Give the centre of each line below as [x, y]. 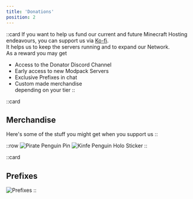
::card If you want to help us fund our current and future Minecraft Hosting [97, 34]
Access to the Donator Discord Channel [63, 64]
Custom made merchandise [48, 83]
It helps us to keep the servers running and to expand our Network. [88, 47]
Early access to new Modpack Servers [62, 71]
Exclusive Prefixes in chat [46, 77]
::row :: [77, 146]
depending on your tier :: [45, 90]
